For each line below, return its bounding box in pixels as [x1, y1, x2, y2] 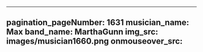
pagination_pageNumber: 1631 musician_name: [6, 17, 189, 27]
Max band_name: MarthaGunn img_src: [6, 27, 158, 37]
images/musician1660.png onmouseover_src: [6, 36, 183, 47]
